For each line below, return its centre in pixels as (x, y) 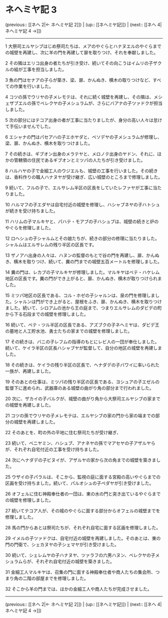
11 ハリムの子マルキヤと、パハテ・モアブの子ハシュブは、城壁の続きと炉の (82, 221)
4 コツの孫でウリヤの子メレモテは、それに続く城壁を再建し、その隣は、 (79, 97)
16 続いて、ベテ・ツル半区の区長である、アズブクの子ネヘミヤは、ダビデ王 (82, 325)
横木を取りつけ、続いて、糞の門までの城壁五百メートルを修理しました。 (88, 261)
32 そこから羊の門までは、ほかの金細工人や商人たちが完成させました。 (79, 589)
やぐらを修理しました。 (29, 227)
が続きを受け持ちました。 (31, 211)
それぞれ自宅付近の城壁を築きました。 (75, 561)
